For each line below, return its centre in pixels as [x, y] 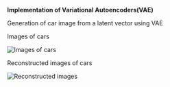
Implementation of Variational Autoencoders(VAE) [80, 10]
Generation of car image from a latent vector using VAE [85, 23]
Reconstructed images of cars [50, 63]
